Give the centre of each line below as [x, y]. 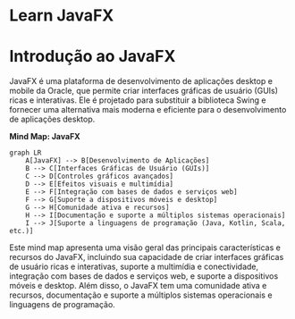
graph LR [25, 153]
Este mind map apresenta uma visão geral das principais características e [145, 248]
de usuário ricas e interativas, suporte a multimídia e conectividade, [134, 267]
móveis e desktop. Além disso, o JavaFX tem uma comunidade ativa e [138, 286]
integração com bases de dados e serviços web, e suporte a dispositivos [144, 276]
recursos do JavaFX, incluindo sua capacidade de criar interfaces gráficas [147, 257]
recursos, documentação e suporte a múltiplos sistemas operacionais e [141, 295]
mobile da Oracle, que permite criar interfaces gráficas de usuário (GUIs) [144, 91]
